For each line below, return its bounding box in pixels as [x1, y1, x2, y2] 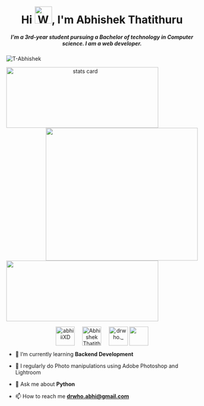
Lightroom [15, 369, 41, 376]
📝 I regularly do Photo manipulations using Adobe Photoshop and [15, 362, 178, 370]
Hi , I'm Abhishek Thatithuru [21, 13, 183, 27]
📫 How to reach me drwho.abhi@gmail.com [15, 393, 129, 400]
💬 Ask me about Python [15, 381, 75, 388]
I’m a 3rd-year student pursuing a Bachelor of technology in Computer [10, 33, 194, 41]
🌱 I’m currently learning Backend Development [15, 351, 134, 358]
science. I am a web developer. [62, 39, 142, 47]
